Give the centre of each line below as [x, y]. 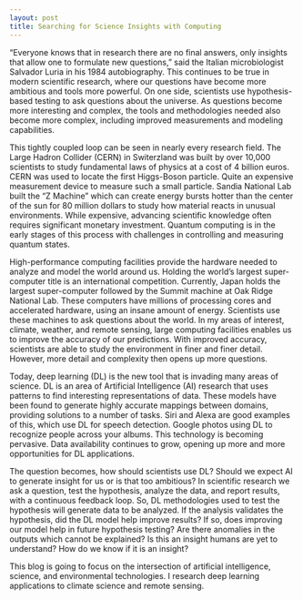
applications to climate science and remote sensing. [107, 585]
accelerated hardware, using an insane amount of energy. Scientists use [145, 310]
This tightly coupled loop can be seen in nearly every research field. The [146, 147]
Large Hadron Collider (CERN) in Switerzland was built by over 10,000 [140, 157]
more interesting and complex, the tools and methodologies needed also [145, 110]
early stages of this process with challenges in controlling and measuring [146, 234]
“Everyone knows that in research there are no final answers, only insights [149, 52]
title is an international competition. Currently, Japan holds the [164, 281]
